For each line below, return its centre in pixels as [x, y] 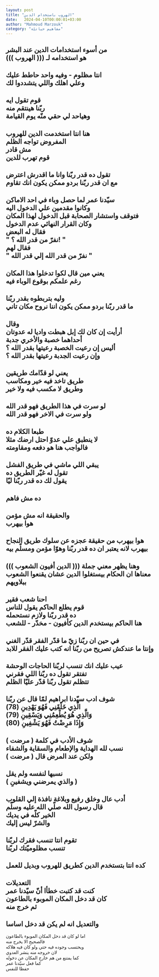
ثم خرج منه [21, 906]
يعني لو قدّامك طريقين [37, 373]
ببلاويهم [16, 582]
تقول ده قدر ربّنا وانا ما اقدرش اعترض [58, 175]
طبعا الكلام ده [25, 431]
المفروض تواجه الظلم [36, 142]
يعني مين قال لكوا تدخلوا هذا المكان [55, 273]
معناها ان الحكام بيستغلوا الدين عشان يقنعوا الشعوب [78, 574]
